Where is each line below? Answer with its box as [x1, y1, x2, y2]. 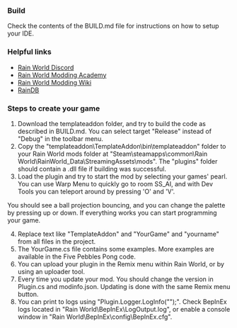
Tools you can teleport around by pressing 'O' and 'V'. [17, 187, 175, 196]
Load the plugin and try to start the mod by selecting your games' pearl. [17, 172, 228, 181]
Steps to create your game [7, 103, 100, 113]
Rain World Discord [17, 63, 74, 72]
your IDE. [7, 29, 34, 38]
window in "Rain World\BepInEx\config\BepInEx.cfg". [17, 312, 173, 321]
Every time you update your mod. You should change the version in [17, 275, 214, 283]
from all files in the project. [17, 237, 96, 246]
